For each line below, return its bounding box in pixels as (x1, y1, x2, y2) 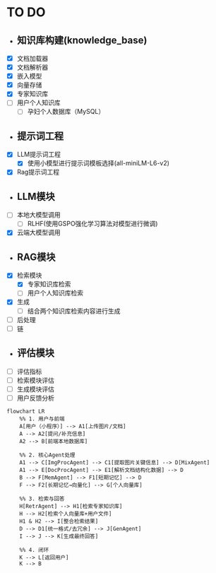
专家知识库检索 (27, 280, 71, 288)
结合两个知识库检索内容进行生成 (27, 307, 121, 315)
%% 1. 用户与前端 (19, 415, 65, 423)
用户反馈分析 (16, 394, 54, 402)
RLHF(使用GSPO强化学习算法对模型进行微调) (27, 220, 158, 228)
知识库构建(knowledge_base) (16, 34, 148, 46)
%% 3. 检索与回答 (19, 495, 65, 502)
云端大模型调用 (16, 228, 61, 237)
